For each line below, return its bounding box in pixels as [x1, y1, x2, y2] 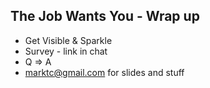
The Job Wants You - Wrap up [10, 8, 200, 25]
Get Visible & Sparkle [24, 34, 113, 46]
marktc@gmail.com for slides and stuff [24, 66, 185, 78]
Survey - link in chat [24, 45, 108, 57]
